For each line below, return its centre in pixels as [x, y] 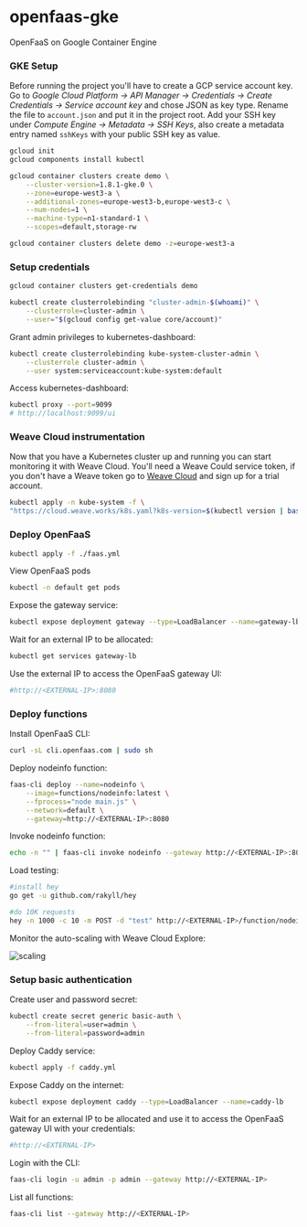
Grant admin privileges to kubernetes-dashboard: [103, 336]
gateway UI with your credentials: [72, 1129]
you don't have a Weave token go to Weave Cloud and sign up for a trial [144, 476]
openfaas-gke [64, 17]
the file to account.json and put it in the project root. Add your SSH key [143, 115]
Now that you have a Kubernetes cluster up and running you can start [140, 457]
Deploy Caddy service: [53, 1051]
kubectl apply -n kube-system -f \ [77, 503]
